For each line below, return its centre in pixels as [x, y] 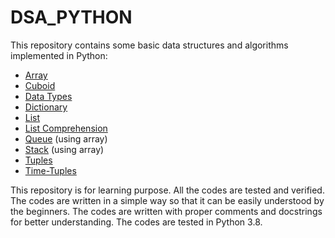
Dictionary [46, 107]
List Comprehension [66, 128]
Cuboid [40, 85]
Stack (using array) [64, 149]
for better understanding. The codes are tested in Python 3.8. [136, 222]
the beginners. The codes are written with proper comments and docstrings [166, 211]
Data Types [48, 96]
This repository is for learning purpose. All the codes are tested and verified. [167, 190]
